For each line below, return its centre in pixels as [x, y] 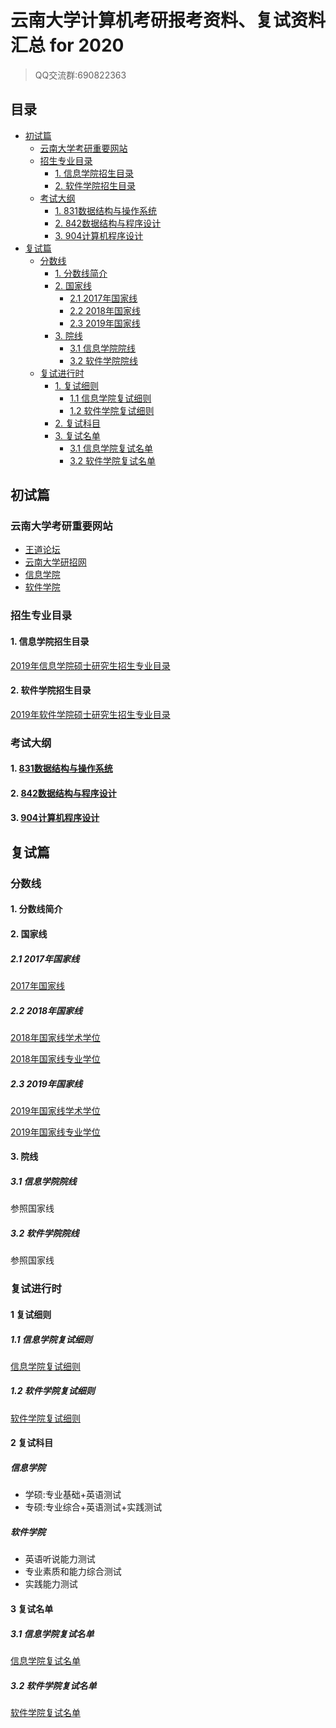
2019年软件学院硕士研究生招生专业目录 [90, 714]
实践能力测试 [51, 1584]
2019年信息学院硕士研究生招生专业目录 [90, 665]
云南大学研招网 [55, 562]
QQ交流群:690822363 [80, 75]
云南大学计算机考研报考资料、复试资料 [168, 20]
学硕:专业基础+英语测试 [73, 1495]
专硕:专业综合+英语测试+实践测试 [93, 1507]
